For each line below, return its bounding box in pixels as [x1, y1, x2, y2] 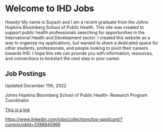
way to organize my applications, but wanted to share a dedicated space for [5, 40, 159, 45]
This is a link [5, 107, 30, 112]
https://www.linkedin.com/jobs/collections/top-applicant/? [5, 116, 123, 122]
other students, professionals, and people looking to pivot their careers [5, 45, 148, 51]
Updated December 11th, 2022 [5, 83, 67, 88]
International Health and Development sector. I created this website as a [5, 35, 150, 41]
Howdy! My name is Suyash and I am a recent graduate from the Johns [5, 19, 148, 25]
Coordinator [5, 97, 29, 103]
